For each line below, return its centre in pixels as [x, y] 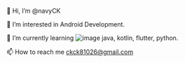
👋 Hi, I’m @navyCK [34, 11]
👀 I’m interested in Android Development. [66, 24]
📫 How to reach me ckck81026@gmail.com [70, 52]
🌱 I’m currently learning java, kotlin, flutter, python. [92, 38]
